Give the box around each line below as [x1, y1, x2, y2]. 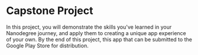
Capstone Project [6, 4, 93, 18]
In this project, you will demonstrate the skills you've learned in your [6, 23, 172, 30]
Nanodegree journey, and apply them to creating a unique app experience [6, 29, 186, 36]
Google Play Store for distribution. [6, 42, 89, 49]
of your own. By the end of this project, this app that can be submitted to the [6, 36, 192, 43]
